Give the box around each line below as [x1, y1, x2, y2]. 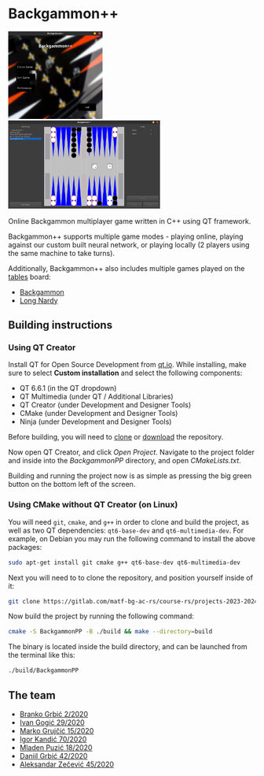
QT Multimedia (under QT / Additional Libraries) [19, 392, 174, 402]
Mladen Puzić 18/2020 [19, 742, 93, 752]
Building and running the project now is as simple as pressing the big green [8, 471, 252, 481]
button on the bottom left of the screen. [8, 480, 136, 489]
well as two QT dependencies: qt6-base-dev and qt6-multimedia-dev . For [8, 525, 244, 535]
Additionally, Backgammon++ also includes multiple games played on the [8, 263, 245, 273]
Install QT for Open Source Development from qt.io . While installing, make [8, 360, 247, 369]
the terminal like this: [8, 651, 76, 660]
